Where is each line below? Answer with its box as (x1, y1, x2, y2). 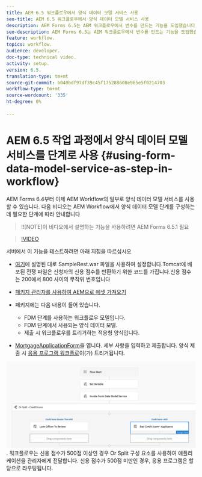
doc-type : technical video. (6, 54, 77, 60)
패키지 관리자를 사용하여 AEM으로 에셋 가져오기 (14, 288, 126, 295)
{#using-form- (100, 148, 176, 162)
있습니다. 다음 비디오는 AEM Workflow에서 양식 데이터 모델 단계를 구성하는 (19, 202, 195, 210)
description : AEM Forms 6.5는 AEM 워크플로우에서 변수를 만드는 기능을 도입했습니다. (6, 22, 198, 28)
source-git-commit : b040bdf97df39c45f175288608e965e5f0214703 (6, 79, 165, 86)
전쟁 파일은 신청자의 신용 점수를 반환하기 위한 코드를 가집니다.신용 (26, 268, 180, 275)
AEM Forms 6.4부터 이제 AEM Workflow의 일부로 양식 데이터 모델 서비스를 (6, 195, 183, 202)
